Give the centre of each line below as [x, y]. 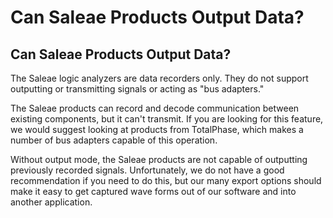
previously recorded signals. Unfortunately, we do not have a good [147, 170]
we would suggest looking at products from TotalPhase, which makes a [157, 129]
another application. [51, 202]
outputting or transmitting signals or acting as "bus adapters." [137, 89]
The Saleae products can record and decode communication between [155, 108]
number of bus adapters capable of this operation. [114, 140]
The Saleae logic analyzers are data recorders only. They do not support [159, 78]
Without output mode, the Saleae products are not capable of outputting [159, 159]
